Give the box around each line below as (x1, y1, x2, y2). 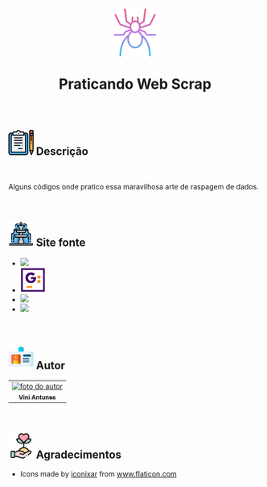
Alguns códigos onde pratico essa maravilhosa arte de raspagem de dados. (8, 181, 259, 191)
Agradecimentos (35, 448, 122, 462)
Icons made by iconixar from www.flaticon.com (19, 469, 177, 479)
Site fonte (35, 236, 86, 250)
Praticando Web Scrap (59, 75, 212, 93)
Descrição (35, 144, 88, 159)
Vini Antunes (18, 393, 56, 402)
